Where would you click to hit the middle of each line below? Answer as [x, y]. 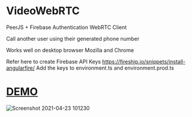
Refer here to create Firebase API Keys [53, 61]
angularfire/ [21, 68]
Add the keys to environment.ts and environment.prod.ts [105, 68]
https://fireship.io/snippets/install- [144, 61]
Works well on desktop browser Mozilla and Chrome [70, 50]
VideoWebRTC [43, 11]
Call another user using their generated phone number [73, 38]
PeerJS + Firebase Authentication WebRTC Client [67, 27]
